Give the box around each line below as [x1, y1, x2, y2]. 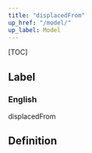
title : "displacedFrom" [8, 11, 86, 20]
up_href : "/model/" [8, 19, 72, 27]
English [8, 93, 37, 104]
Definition [8, 134, 57, 148]
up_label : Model [8, 26, 61, 34]
